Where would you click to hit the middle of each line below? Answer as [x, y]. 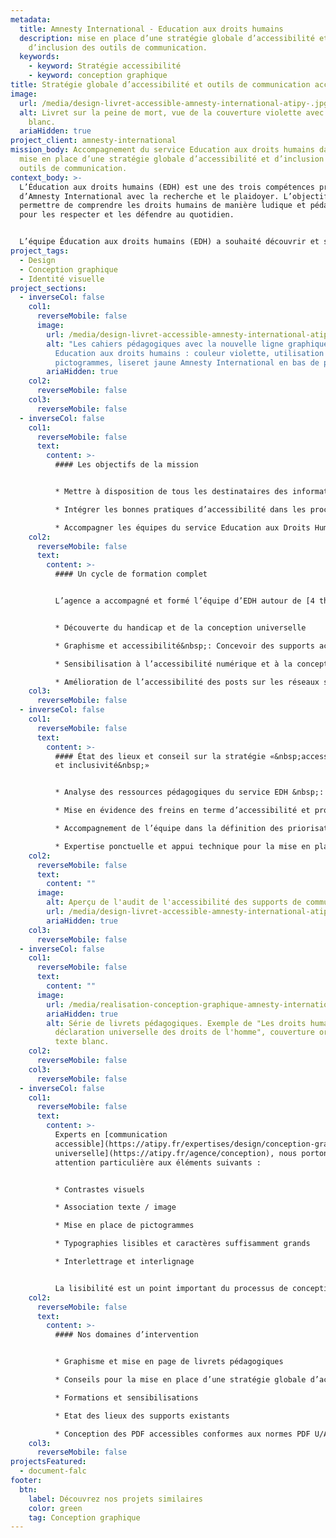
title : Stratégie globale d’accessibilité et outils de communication [160, 85]
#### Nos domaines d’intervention [126, 1335]
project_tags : [40, 251]
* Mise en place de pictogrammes [124, 1226]
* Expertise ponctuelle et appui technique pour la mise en [182, 846]
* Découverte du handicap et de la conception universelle [180, 627]
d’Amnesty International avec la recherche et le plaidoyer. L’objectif [174, 196]
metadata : [31, 19]
